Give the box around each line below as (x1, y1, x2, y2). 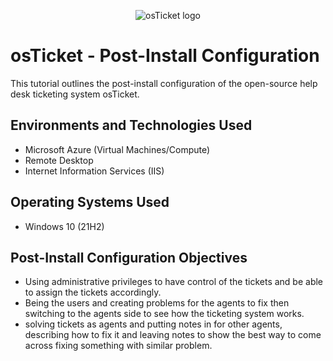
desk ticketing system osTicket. (10, 88, 140, 100)
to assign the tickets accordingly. (24, 286, 162, 299)
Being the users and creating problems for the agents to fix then (24, 297, 290, 309)
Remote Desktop (24, 154, 94, 166)
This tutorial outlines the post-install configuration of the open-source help (10, 77, 318, 89)
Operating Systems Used (10, 194, 170, 211)
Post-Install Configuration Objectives (10, 249, 248, 266)
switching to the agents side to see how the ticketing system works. (24, 308, 305, 320)
